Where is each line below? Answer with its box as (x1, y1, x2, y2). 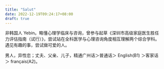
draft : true (5, 16, 29, 21)
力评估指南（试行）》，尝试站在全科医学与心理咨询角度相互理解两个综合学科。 (5, 36, 160, 42)
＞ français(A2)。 (5, 59, 40, 65)
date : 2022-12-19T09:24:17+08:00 (5, 12, 73, 17)
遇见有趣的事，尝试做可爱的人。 (5, 42, 70, 48)
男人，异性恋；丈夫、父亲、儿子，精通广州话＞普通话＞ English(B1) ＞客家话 (5, 52, 159, 58)
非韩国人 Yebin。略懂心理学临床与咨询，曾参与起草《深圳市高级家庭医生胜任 (5, 30, 159, 36)
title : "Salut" (5, 7, 36, 12)
